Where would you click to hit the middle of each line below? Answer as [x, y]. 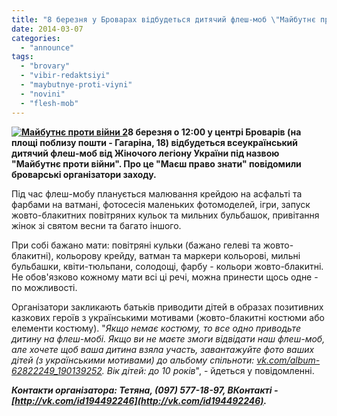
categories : [36, 38]
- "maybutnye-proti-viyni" [76, 85]
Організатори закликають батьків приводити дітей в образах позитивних [167, 307]
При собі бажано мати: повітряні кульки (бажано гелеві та [136, 245]
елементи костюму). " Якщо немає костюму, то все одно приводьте [156, 328]
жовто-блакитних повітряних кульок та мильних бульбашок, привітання [165, 215]
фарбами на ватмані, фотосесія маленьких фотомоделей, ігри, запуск [161, 204]
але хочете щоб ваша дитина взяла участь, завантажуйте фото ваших [163, 349]
